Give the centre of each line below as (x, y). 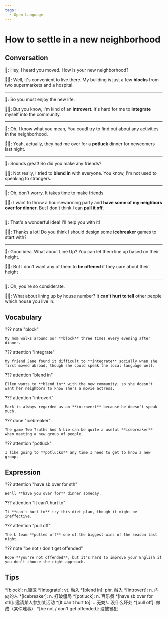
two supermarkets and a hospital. (39, 85)
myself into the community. (33, 114)
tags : (11, 10)
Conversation (27, 58)
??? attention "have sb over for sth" (41, 484)
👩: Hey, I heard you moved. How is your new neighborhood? (67, 70)
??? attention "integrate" (30, 352)
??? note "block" (22, 329)
